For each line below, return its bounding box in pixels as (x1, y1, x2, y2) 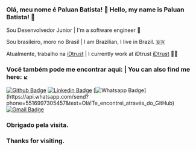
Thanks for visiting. (6, 137, 65, 145)
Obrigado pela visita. (6, 120, 69, 129)
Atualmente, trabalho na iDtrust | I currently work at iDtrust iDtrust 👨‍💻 (6, 51, 178, 58)
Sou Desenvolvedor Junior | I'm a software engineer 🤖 (6, 26, 141, 34)
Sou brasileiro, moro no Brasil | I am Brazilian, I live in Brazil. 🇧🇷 (6, 39, 166, 46)
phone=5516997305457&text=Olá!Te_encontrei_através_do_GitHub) (6, 99, 175, 106)
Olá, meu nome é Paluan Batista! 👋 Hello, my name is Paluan (6, 5, 185, 14)
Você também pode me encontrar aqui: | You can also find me (6, 66, 191, 74)
